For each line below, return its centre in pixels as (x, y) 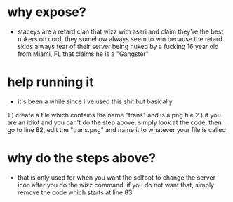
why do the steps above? (82, 158)
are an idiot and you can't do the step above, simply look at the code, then (115, 122)
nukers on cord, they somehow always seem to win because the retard (120, 38)
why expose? (47, 12)
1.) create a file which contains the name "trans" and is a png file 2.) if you (114, 115)
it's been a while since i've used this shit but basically (95, 101)
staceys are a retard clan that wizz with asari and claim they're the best (120, 31)
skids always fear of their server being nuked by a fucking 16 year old (118, 46)
